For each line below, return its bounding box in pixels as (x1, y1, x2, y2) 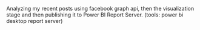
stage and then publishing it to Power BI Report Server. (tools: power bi (6, 11, 184, 18)
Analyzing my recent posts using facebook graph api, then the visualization (6, 5, 195, 12)
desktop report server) (6, 18, 63, 24)
